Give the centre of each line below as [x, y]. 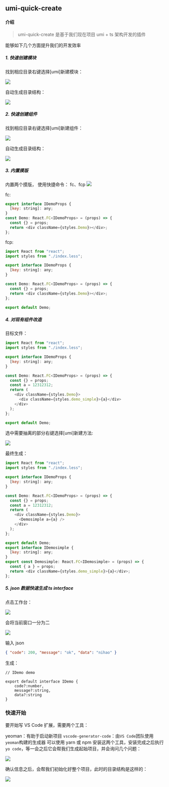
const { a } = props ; [33, 567]
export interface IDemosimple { [39, 547]
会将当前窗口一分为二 [27, 622]
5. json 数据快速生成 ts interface [39, 588]
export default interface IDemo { [42, 681]
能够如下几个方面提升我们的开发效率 [43, 45]
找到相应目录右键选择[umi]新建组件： [44, 128]
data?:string [28, 695]
